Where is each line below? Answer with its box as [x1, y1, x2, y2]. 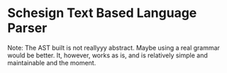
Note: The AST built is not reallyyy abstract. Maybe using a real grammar [7, 43, 220, 52]
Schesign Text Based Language [7, 5, 197, 21]
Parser [7, 20, 48, 36]
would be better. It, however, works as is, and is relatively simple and [7, 51, 208, 60]
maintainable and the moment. [7, 58, 96, 67]
